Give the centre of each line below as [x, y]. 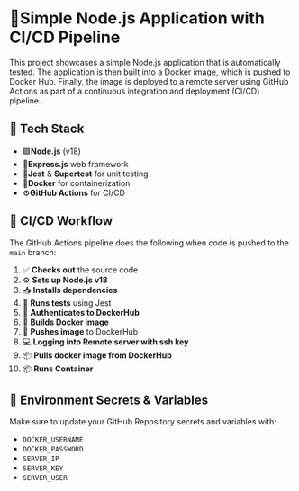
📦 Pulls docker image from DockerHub [97, 355]
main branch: [33, 252]
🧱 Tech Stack [47, 129]
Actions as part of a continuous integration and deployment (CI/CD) [135, 91]
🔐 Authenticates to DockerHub [81, 312]
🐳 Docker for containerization [76, 183]
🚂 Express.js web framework [75, 164]
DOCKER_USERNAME [53, 440]
